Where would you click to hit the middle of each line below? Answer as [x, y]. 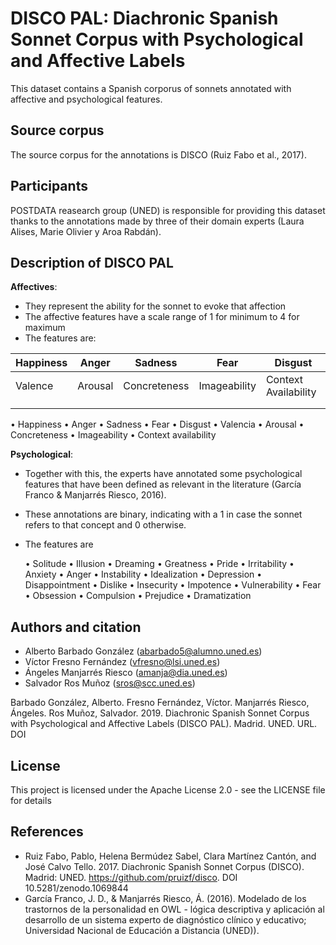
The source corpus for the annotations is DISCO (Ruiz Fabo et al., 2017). [158, 154]
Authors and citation [76, 627]
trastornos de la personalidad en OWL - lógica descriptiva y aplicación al [174, 909]
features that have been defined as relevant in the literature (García [163, 484]
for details [31, 800]
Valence [34, 386]
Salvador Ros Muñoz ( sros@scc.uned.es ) [110, 683]
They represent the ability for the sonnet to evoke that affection [155, 306]
